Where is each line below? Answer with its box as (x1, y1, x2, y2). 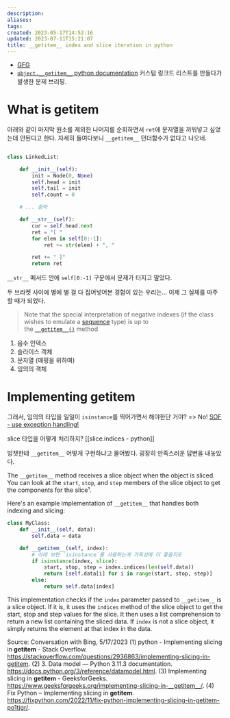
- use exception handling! (7, 421, 79, 429)
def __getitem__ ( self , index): (19, 545, 109, 552)
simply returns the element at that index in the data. (7, 624, 153, 632)
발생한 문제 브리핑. (16, 77, 67, 86)
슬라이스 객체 (16, 347, 53, 356)
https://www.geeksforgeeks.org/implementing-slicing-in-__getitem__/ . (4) (7, 681, 214, 689)
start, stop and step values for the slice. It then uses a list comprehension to (7, 610, 221, 618)
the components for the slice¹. (7, 486, 92, 494)
